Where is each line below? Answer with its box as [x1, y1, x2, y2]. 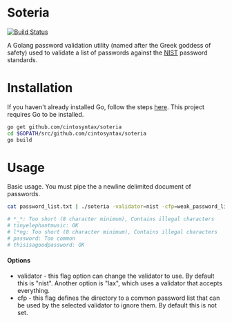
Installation [7, 80, 73, 96]
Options [7, 256, 31, 265]
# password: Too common [7, 235, 76, 242]
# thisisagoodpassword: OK [7, 241, 85, 248]
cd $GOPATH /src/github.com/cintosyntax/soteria [7, 130, 147, 137]
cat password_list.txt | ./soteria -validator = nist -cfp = [7, 203, 177, 210]
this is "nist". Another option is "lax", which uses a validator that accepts [17, 278, 223, 287]
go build [7, 136, 32, 143]
